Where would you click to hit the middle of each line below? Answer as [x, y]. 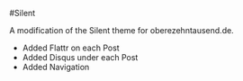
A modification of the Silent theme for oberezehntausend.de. [121, 30]
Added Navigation [56, 67]
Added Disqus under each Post [80, 57]
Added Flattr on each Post [71, 48]
